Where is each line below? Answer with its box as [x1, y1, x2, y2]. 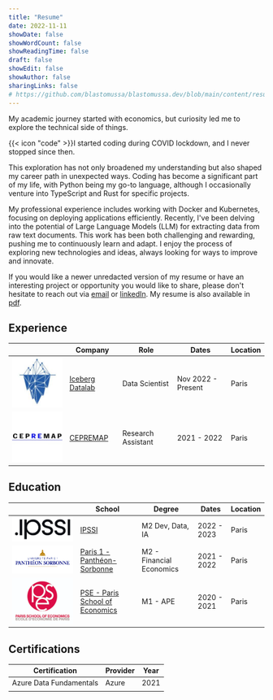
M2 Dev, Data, [141, 520, 189, 530]
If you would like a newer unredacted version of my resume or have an [8, 272, 245, 281]
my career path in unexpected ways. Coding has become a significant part [8, 171, 258, 180]
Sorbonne [80, 564, 114, 574]
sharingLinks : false [8, 81, 79, 89]
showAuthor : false [8, 73, 71, 81]
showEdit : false [8, 65, 63, 73]
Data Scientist [122, 378, 169, 388]
